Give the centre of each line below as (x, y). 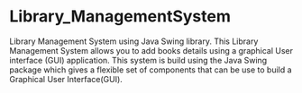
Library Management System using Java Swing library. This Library (134, 41)
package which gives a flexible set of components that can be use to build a (151, 70)
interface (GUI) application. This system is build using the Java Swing (138, 60)
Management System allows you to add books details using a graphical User (151, 50)
